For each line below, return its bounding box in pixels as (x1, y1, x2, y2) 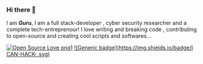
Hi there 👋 (6, 5, 37, 14)
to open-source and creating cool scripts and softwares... (6, 32, 152, 40)
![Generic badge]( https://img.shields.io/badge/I (74, 44, 194, 51)
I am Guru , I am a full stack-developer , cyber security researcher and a (6, 20, 187, 27)
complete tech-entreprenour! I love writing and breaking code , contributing (6, 26, 197, 33)
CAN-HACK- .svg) (6, 51, 50, 58)
